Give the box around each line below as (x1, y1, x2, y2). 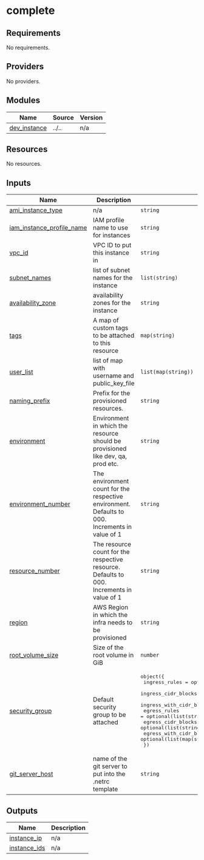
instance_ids (9, 844, 46, 852)
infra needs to (93, 618, 133, 627)
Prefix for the (93, 389, 131, 398)
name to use (93, 224, 129, 232)
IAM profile (93, 216, 124, 225)
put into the (93, 770, 126, 778)
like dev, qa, (93, 452, 127, 460)
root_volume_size (9, 651, 59, 660)
